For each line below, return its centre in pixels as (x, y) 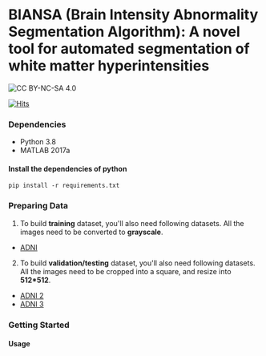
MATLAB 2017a (45, 151)
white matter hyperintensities (109, 66)
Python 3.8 (38, 142)
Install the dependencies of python (68, 168)
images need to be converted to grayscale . (91, 232)
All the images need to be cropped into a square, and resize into (125, 271)
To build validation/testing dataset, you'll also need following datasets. (137, 263)
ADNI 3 (32, 304)
